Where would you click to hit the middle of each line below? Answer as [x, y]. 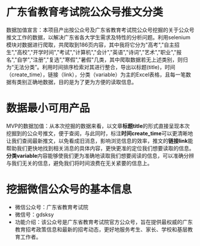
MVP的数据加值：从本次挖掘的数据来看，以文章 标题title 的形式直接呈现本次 [98, 126]
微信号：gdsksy [34, 214]
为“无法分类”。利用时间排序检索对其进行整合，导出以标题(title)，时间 [91, 67]
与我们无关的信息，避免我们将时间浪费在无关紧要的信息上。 [79, 163]
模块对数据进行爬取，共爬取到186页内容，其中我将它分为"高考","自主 [90, 45]
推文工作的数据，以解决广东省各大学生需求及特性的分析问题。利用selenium [99, 37]
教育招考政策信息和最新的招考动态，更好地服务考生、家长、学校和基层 [101, 229]
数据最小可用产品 [48, 108]
